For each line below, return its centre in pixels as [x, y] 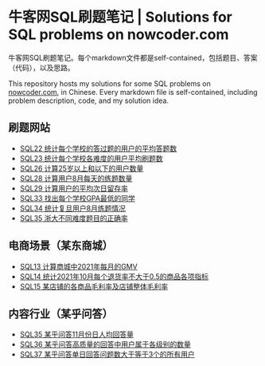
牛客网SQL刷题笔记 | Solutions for [120, 17]
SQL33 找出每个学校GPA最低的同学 [77, 198]
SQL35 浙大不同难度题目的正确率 [74, 218]
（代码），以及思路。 [41, 67]
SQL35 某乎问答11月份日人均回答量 [76, 335]
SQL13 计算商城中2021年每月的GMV [78, 266]
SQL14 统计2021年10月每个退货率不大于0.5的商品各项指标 [114, 276]
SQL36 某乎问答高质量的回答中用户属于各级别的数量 [105, 344]
